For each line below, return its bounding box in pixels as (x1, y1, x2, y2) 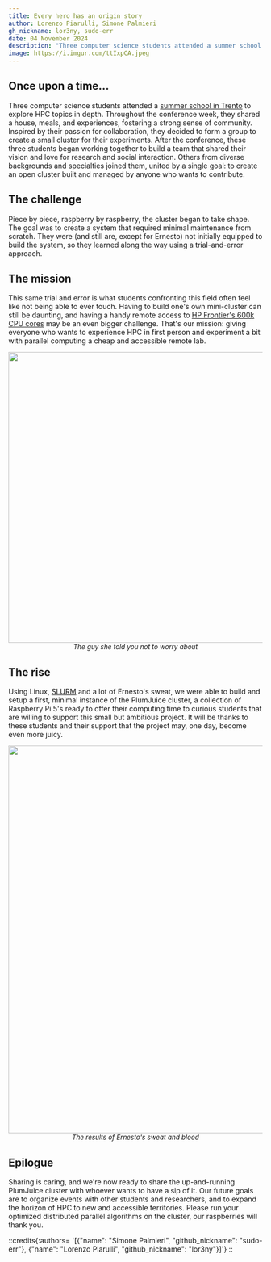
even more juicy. (8, 730, 63, 740)
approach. (8, 248, 43, 258)
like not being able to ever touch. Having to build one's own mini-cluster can (8, 302, 262, 312)
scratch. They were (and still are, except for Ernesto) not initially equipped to (8, 231, 263, 241)
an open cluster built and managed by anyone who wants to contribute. (8, 169, 245, 178)
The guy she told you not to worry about (73, 643, 198, 652)
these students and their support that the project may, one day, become (8, 721, 248, 731)
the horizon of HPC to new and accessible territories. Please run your (8, 1203, 240, 1213)
